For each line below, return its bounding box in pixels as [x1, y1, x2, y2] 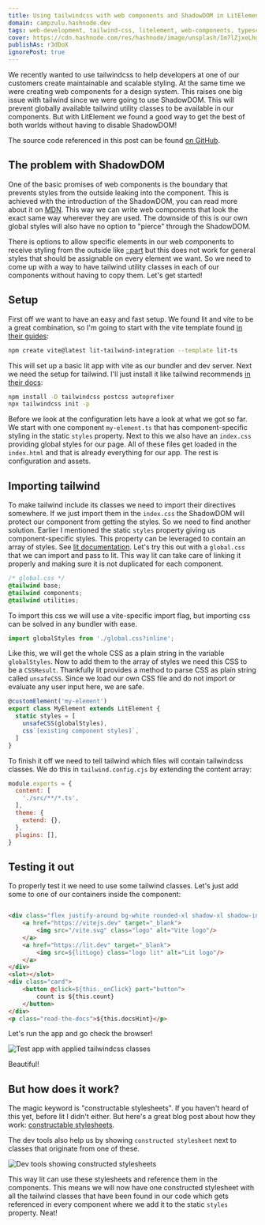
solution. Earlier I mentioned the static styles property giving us [8, 526, 215, 535]
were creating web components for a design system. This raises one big [8, 87, 243, 96]
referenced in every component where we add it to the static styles [8, 1200, 229, 1209]
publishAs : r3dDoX [8, 41, 69, 49]
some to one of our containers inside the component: [8, 890, 181, 899]
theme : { [15, 809, 44, 817]
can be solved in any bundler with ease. [8, 619, 138, 628]
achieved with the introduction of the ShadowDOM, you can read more [8, 196, 238, 205]
